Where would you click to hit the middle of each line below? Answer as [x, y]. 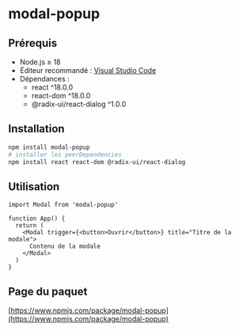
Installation [36, 129]
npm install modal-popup [49, 147]
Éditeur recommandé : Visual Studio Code [88, 70]
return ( [30, 226]
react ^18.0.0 [52, 87]
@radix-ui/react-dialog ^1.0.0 [79, 104]
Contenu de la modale [65, 246]
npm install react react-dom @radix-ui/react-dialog [97, 162]
